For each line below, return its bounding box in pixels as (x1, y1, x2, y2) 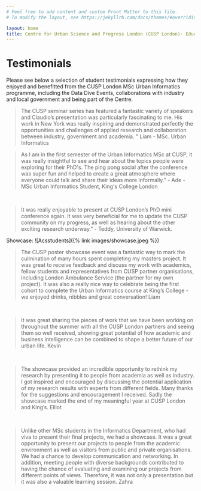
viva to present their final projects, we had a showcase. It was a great (20, 433, 193, 441)
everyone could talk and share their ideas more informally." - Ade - (20, 177, 185, 184)
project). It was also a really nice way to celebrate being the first (20, 281, 179, 288)
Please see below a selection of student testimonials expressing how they (6, 76, 188, 84)
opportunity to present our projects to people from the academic (20, 440, 181, 447)
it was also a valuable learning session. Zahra (20, 478, 133, 486)
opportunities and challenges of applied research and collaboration (20, 127, 187, 134)
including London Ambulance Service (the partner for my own (20, 274, 173, 281)
